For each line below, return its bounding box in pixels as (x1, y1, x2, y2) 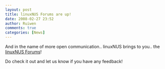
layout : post (5, 7, 32, 12)
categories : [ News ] (5, 30, 45, 35)
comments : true (5, 26, 36, 31)
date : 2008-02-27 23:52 (5, 16, 54, 21)
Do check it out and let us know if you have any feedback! (5, 59, 123, 64)
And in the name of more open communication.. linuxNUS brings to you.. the (5, 44, 160, 49)
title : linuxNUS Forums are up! (5, 12, 71, 17)
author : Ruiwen (5, 21, 36, 26)
